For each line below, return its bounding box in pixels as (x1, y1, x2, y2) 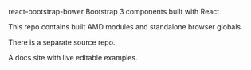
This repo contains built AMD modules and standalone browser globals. (8, 22, 243, 31)
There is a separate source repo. (8, 37, 116, 47)
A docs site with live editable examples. (8, 53, 138, 62)
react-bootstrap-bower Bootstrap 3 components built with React (8, 7, 220, 16)
